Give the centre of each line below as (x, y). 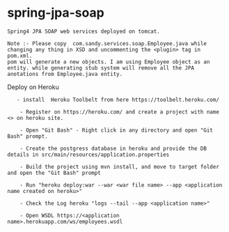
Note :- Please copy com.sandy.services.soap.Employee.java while (107, 43)
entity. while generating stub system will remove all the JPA (101, 68)
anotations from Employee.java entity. (65, 74)
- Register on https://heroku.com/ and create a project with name (119, 112)
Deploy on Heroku (33, 87)
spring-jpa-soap (56, 13)
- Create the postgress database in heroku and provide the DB (113, 148)
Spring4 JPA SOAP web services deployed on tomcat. (84, 31)
